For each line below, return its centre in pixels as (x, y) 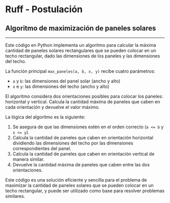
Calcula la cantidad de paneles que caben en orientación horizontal (83, 138)
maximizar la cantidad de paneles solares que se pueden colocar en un (79, 185)
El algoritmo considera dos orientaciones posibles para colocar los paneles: (84, 96)
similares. (15, 196)
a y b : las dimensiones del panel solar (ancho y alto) (66, 81)
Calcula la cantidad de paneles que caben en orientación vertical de (83, 154)
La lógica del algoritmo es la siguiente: (45, 117)
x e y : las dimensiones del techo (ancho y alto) (61, 86)
